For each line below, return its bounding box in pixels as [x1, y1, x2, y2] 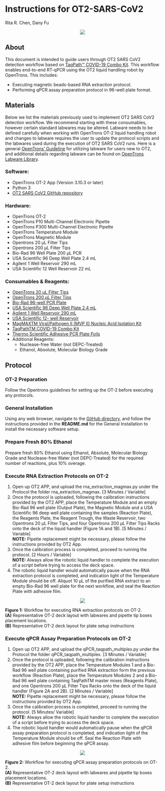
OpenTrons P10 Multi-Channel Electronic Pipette [12, 219, 110, 225]
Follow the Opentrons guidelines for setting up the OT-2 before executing [5, 387, 153, 393]
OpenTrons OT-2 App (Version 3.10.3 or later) [12, 179, 104, 185]
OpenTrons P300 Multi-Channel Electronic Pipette [12, 224, 114, 230]
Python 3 [12, 185, 31, 191]
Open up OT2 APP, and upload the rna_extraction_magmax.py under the [12, 484, 159, 490]
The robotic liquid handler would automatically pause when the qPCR [12, 725, 152, 731]
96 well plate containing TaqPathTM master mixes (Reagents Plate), [21, 678, 158, 684]
